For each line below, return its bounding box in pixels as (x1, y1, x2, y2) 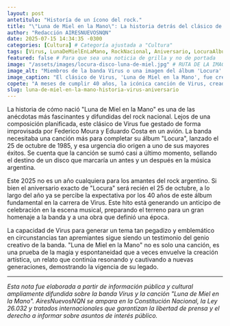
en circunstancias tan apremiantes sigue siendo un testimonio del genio (7, 234, 210, 242)
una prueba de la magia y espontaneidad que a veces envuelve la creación (7, 248, 218, 257)
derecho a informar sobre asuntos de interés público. (7, 312, 158, 320)
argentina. (7, 164, 36, 172)
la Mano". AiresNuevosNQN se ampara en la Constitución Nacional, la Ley (7, 297, 218, 305)
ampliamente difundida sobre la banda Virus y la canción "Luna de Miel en (7, 290, 220, 298)
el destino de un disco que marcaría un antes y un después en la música (7, 156, 211, 164)
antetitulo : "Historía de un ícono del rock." (7, 16, 142, 23)
